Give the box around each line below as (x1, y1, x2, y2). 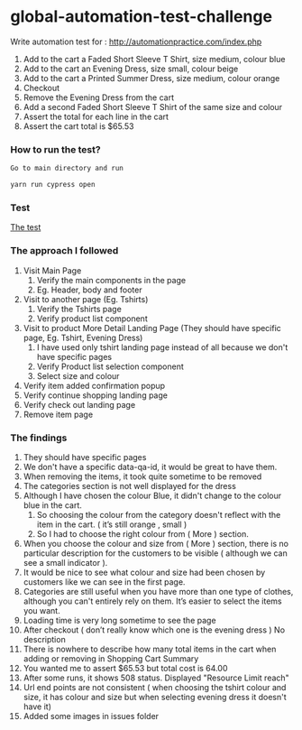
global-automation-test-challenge (10, 6, 273, 27)
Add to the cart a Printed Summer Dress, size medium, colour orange (23, 72, 280, 83)
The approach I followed (10, 245, 119, 257)
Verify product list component (36, 313, 148, 324)
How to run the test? (10, 143, 102, 155)
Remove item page (23, 409, 94, 420)
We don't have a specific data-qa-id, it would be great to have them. (23, 461, 278, 472)
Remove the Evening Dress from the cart (23, 92, 175, 103)
